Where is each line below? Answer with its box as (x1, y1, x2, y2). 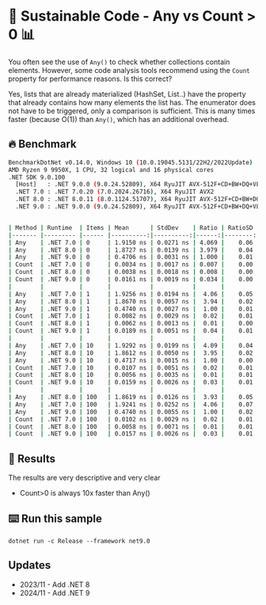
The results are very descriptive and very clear (8, 473, 161, 482)
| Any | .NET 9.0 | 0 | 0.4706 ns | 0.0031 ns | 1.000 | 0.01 (8, 253, 253, 261)
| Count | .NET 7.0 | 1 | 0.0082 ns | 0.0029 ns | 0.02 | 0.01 (8, 312, 253, 320)
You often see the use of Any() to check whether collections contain (8, 57, 230, 67)
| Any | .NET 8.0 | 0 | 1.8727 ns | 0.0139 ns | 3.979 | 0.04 (8, 245, 253, 254)
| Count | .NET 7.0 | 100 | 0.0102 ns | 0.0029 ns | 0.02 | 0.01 (8, 415, 253, 423)
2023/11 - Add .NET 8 (19, 580, 90, 589)
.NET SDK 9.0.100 (8, 173, 66, 181)
